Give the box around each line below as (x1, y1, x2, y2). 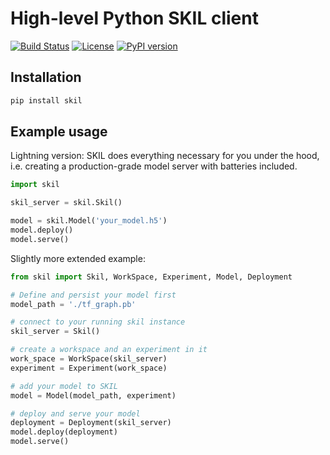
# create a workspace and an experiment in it (10, 345, 208, 355)
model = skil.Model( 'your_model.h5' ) (10, 216, 168, 226)
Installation (10, 69, 82, 86)
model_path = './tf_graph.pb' (10, 299, 137, 309)
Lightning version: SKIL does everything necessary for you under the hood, (10, 150, 320, 162)
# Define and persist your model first (10, 290, 177, 300)
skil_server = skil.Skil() (10, 198, 123, 208)
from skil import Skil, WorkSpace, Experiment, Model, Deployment (10, 272, 293, 282)
